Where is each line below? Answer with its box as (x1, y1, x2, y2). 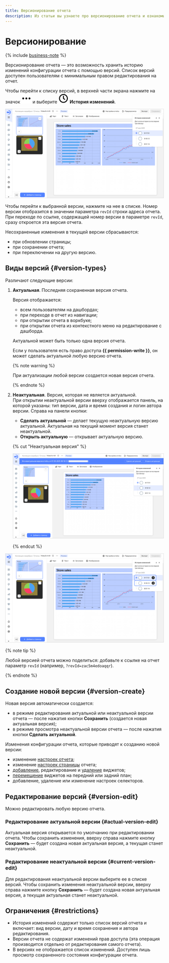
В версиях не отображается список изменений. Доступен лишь (12, 946, 151, 953)
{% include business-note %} (5, 52, 66, 58)
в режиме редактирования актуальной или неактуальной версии (12, 710, 153, 716)
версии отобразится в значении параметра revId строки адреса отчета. (5, 208, 161, 214)
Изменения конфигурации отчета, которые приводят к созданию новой (5, 741, 160, 747)
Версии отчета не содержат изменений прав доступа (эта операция (12, 936, 160, 942)
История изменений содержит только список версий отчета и (12, 920, 147, 926)
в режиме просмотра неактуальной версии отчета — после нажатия (12, 726, 162, 732)
